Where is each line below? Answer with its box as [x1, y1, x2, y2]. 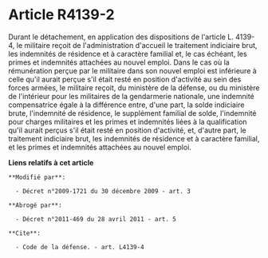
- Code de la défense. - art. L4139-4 [15, 243, 145, 251]
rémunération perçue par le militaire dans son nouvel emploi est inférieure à [8, 65, 257, 75]
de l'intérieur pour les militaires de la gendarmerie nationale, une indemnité [8, 91, 255, 101]
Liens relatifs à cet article [8, 157, 94, 167]
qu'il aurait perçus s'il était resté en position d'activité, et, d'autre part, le [8, 125, 246, 135]
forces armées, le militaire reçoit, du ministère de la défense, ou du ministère [8, 82, 260, 93]
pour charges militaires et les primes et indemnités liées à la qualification [8, 117, 247, 126]
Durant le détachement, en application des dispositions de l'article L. [8, 32, 234, 42]
